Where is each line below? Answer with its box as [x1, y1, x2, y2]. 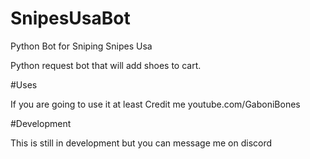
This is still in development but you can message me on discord [10, 137, 273, 149]
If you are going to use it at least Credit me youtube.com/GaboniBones [10, 98, 301, 110]
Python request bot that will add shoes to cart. [10, 59, 202, 71]
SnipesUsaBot [10, 7, 131, 30]
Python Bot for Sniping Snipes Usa [10, 40, 153, 52]
